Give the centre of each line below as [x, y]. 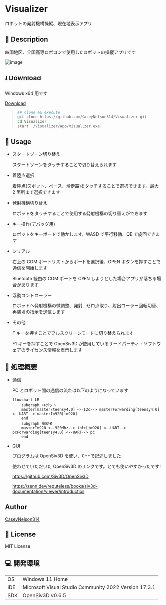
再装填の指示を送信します [39, 312]
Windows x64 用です [27, 93]
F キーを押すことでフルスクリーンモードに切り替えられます [73, 333]
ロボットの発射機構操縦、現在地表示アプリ [49, 23]
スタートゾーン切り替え [36, 154]
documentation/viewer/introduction [48, 491]
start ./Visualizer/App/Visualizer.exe [59, 126]
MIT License [18, 546]
